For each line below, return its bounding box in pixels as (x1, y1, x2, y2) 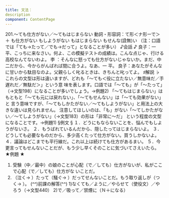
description (5, 12, 30, 17)
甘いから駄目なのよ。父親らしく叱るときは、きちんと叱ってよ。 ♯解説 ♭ (9, 69, 160, 75)
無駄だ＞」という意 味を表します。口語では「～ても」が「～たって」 (22, 82, 163, 88)
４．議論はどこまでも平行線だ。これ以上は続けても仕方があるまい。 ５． (5, 138, 156, 144)
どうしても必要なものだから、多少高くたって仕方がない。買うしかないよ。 (5, 132, 159, 138)
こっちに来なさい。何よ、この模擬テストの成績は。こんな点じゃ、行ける (14, 50, 164, 56)
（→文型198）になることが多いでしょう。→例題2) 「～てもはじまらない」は (5, 88, 163, 94)
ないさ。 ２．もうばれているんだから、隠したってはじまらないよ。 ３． (14, 126, 162, 132)
